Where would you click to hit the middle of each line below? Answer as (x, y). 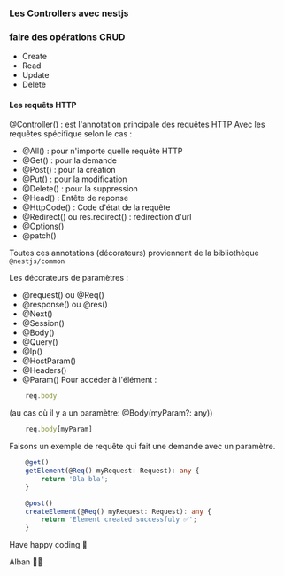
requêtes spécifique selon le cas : (71, 134)
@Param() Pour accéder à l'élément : (89, 380)
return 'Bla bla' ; (75, 479)
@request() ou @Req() (63, 295)
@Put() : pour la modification (74, 179)
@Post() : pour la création (69, 170)
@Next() (37, 314)
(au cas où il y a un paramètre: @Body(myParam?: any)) (111, 413)
